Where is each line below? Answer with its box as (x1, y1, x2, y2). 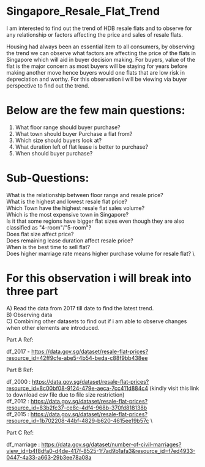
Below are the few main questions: (6, 103, 185, 118)
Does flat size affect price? (6, 230, 74, 237)
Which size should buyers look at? (15, 136, 102, 144)
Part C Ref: (6, 428, 34, 436)
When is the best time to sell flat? (6, 243, 91, 250)
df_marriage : (6, 441, 40, 448)
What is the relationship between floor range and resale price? (6, 191, 163, 198)
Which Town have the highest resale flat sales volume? (6, 204, 145, 212)
